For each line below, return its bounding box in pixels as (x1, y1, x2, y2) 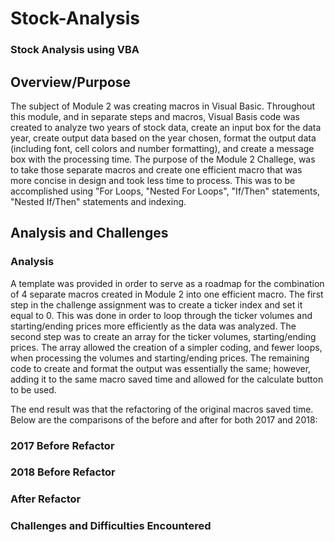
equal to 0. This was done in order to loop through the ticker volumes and (10, 309, 313, 321)
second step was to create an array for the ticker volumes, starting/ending (10, 330, 317, 342)
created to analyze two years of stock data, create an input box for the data (10, 121, 322, 133)
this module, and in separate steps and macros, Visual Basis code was (10, 110, 300, 122)
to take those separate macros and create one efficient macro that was (10, 163, 303, 176)
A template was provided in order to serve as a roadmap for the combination (10, 277, 325, 289)
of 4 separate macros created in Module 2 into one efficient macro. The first (10, 288, 324, 300)
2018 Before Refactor (10, 465, 116, 479)
